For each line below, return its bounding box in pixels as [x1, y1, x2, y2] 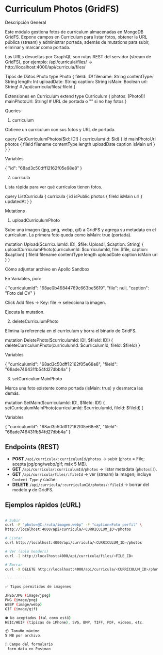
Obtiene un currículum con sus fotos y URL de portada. [5, 126, 115, 132]
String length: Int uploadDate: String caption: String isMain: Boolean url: [5, 79, 148, 84]
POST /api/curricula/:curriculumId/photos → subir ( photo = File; [12, 455, 145, 462]
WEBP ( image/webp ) [5, 602, 42, 607]
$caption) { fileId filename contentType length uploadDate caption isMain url [5, 252, 158, 257]
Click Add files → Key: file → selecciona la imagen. [5, 300, 106, 305]
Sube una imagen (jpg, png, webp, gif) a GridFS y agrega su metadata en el [5, 227, 156, 233]
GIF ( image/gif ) [5, 606, 38, 611]
